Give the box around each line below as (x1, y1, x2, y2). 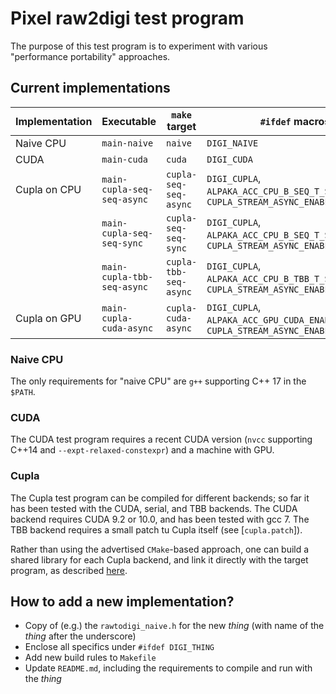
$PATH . (10, 386, 36, 398)
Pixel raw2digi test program (10, 7, 245, 30)
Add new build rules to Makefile (24, 652, 157, 664)
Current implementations (10, 80, 171, 97)
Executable (101, 114, 157, 128)
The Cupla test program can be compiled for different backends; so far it (10, 492, 310, 504)
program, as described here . (10, 564, 128, 576)
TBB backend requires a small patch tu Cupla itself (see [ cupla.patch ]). (10, 523, 303, 536)
